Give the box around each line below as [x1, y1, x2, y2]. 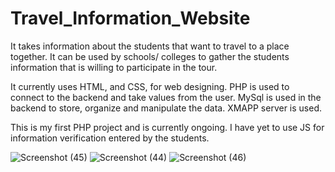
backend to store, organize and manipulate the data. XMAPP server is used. [10, 102, 323, 114]
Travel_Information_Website [10, 7, 251, 30]
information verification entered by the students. [10, 132, 210, 144]
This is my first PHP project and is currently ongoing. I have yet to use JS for [10, 121, 325, 133]
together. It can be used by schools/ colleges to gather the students [10, 50, 290, 62]
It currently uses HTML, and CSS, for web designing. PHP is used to [10, 80, 290, 92]
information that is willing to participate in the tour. [10, 61, 218, 73]
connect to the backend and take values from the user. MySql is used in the [10, 91, 322, 103]
